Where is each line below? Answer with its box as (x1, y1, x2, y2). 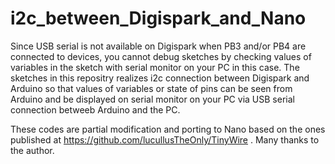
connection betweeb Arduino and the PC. (10, 103, 181, 116)
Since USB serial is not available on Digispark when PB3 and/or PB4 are (10, 40, 307, 52)
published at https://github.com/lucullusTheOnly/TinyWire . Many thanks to (10, 133, 320, 146)
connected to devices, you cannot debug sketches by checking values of (10, 50, 312, 62)
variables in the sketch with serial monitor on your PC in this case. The (10, 61, 300, 73)
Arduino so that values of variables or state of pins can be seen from (10, 82, 293, 94)
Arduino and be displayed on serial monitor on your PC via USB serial (10, 93, 295, 105)
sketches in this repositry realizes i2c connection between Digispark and (10, 72, 310, 84)
